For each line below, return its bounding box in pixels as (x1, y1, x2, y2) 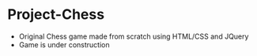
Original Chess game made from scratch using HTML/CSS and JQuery (18, 32, 249, 41)
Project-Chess (7, 6, 104, 24)
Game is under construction (18, 39, 110, 49)
